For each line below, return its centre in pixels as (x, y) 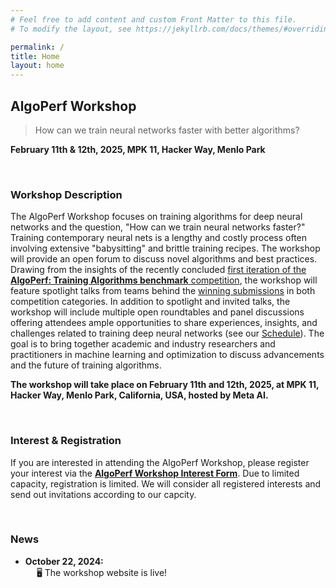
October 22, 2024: (64, 561)
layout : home (37, 66)
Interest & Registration (66, 441)
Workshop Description (66, 194)
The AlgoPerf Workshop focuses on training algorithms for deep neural (156, 217)
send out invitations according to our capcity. (103, 494)
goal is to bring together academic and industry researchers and (143, 344)
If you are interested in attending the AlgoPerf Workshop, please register (160, 462)
